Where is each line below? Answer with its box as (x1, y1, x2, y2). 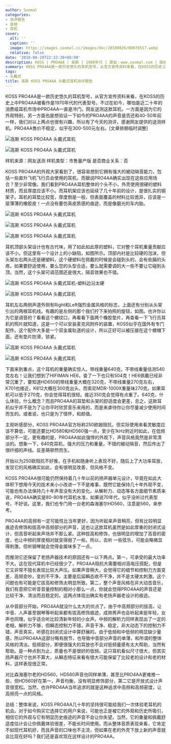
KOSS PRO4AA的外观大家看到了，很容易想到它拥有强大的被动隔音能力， (5, 168, 157, 174)
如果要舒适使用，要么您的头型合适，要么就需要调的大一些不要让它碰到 (14, 263, 161, 269)
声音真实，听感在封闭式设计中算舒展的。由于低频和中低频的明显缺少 (14, 628, 157, 635)
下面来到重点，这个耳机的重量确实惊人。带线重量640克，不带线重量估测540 (5, 366, 165, 372)
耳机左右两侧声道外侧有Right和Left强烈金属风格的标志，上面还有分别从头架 (5, 301, 163, 307)
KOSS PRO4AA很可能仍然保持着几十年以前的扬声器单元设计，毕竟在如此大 (5, 475, 162, 481)
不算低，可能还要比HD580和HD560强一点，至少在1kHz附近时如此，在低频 (9, 428, 165, 434)
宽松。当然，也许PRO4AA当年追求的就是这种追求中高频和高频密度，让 (14, 684, 162, 690)
